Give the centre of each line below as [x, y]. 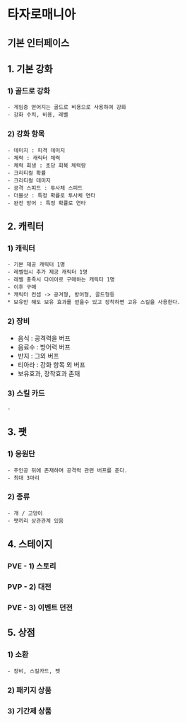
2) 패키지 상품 [29, 690]
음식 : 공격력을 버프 [44, 338]
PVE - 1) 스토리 [32, 566]
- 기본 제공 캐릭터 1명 [36, 265]
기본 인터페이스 [38, 43]
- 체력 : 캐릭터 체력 [34, 158]
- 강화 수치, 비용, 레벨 [38, 115]
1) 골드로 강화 [29, 91]
